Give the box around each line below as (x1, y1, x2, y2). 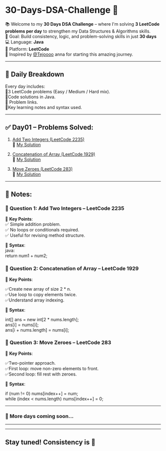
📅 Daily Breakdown (5, 70, 64, 78)
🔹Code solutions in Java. (5, 94, 56, 100)
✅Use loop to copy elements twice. (5, 291, 77, 298)
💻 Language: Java (5, 39, 44, 45)
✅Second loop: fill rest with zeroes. (5, 371, 77, 377)
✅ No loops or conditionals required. (5, 227, 80, 233)
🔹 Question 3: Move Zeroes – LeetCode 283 (5, 339, 111, 346)
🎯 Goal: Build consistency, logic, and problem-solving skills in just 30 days (5, 33, 157, 39)
